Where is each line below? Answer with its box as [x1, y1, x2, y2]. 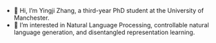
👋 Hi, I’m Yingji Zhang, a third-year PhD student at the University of [13, 7, 204, 14]
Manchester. [13, 14, 50, 22]
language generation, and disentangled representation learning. [13, 28, 195, 36]
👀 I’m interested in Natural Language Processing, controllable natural [13, 21, 209, 29]
